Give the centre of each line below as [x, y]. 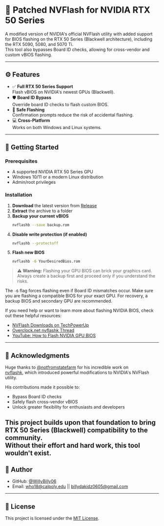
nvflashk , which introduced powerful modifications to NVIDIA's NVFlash [77, 373]
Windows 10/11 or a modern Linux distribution [58, 177]
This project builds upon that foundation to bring [81, 422]
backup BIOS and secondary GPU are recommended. [59, 301]
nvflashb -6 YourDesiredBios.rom [46, 262]
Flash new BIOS [28, 252]
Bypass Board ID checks [37, 397]
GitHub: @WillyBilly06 [34, 482]
